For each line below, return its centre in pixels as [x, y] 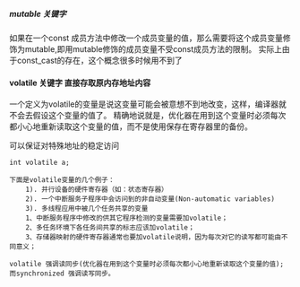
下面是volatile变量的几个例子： [62, 180]
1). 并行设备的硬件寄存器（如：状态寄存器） [97, 190]
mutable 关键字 [38, 13]
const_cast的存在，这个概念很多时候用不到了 [99, 60]
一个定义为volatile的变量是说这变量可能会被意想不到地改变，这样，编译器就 [148, 104]
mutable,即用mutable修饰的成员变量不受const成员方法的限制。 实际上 [153, 48]
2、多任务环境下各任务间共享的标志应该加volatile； [110, 228]
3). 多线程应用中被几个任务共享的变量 [87, 209]
